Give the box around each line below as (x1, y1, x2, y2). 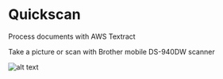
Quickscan (8, 6, 81, 24)
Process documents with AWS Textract (8, 32, 136, 41)
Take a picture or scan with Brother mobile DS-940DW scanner (8, 47, 216, 56)
